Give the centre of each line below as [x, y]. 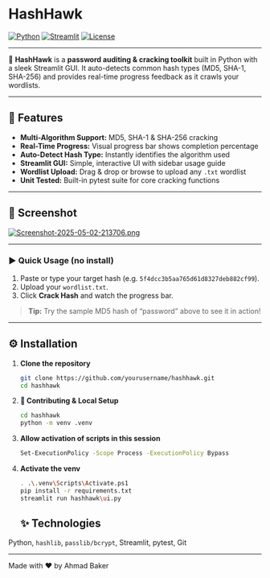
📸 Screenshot [43, 213]
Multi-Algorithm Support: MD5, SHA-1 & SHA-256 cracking [119, 137]
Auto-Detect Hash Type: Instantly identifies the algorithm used [125, 155]
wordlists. [25, 85]
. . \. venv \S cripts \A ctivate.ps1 [74, 484]
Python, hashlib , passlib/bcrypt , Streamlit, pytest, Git [98, 543]
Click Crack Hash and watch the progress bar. [97, 295]
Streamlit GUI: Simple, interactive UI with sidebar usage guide [123, 163]
